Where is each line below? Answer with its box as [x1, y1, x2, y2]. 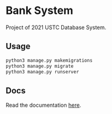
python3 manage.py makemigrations [5, 57, 93, 64]
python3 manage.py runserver [5, 69, 79, 75]
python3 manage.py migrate [5, 63, 74, 69]
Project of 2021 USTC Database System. [5, 24, 107, 31]
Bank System [5, 4, 74, 18]
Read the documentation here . [5, 101, 82, 109]
